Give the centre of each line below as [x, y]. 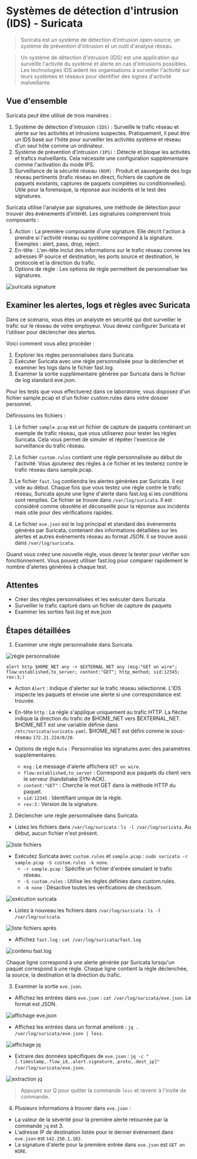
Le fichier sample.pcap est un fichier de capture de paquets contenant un [103, 427]
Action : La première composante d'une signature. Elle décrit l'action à [100, 231]
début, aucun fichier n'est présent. [56, 833]
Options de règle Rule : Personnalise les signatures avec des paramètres [102, 749]
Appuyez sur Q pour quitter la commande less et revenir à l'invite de [103, 1091]
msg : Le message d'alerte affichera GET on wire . [82, 766]
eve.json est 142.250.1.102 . [48, 1138]
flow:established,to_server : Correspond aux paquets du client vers [107, 773]
